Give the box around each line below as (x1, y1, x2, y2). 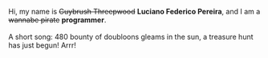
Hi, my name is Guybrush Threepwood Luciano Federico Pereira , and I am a (8, 7, 261, 16)
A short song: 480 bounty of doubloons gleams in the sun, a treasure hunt (8, 32, 254, 41)
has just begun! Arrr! (8, 41, 76, 50)
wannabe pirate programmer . (8, 15, 107, 25)
